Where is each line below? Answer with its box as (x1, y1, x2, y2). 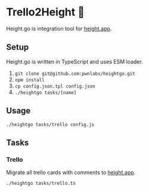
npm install (14, 77, 45, 83)
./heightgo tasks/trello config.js (6, 121, 95, 127)
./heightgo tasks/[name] (14, 89, 77, 96)
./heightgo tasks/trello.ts (6, 181, 76, 187)
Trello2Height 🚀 (6, 5, 85, 19)
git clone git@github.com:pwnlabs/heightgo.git (14, 71, 135, 77)
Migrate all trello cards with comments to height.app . (6, 169, 136, 176)
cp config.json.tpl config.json (14, 83, 95, 89)
